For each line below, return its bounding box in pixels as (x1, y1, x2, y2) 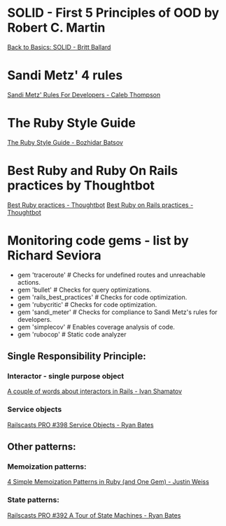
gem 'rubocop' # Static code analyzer (17, 330, 127, 339)
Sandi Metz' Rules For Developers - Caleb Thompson (7, 90, 161, 99)
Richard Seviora (7, 247, 101, 263)
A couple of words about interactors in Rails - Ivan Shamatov (7, 387, 183, 396)
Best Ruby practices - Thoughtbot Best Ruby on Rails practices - (7, 201, 194, 209)
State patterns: (7, 495, 59, 505)
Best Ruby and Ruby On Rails (7, 163, 178, 178)
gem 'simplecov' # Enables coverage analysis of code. (17, 322, 175, 331)
